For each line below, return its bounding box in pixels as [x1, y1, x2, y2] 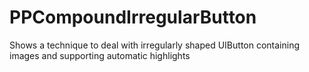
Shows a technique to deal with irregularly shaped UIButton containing [9, 39, 301, 51]
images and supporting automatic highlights [9, 49, 191, 61]
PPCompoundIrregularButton [9, 6, 257, 29]
